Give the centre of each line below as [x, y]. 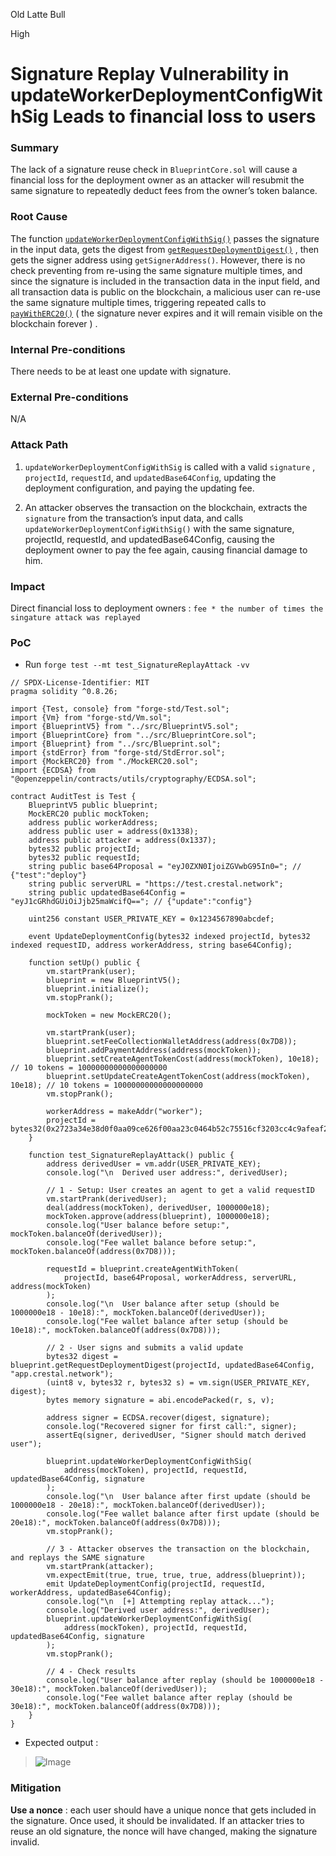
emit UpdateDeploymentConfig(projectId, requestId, [156, 1584]
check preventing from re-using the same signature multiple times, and [156, 270]
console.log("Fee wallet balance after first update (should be [183, 1514]
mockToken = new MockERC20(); [109, 1015]
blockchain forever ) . [54, 323]
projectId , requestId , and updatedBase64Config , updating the [150, 477]
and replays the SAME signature [77, 1558]
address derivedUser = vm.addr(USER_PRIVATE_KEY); [154, 1164]
